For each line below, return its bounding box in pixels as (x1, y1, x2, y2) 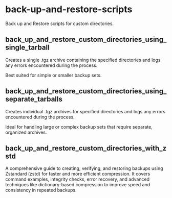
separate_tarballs (5, 95, 62, 104)
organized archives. (5, 129, 47, 135)
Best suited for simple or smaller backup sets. (5, 72, 102, 78)
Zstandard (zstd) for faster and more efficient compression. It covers (5, 171, 150, 177)
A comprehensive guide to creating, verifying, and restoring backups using (5, 165, 163, 171)
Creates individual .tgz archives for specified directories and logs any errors (5, 108, 165, 114)
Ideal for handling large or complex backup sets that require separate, (5, 123, 153, 130)
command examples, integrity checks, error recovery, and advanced (5, 176, 150, 182)
